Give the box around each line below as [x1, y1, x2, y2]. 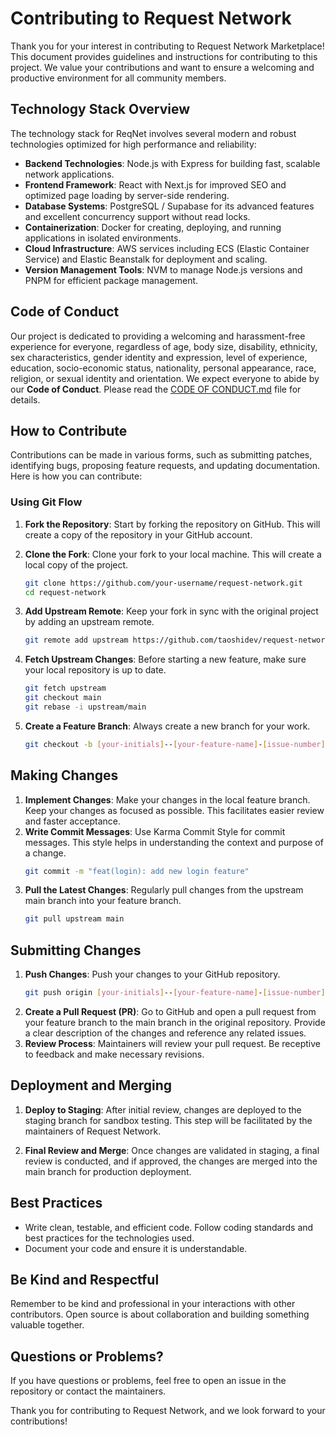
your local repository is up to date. [24, 664, 167, 676]
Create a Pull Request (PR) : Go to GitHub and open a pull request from [24, 1006, 317, 1018]
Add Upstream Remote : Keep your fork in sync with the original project [24, 605, 319, 617]
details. [10, 393, 41, 406]
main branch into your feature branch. [24, 895, 182, 907]
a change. [24, 847, 67, 859]
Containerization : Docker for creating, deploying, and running [24, 221, 282, 233]
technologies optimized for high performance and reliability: [10, 138, 257, 150]
